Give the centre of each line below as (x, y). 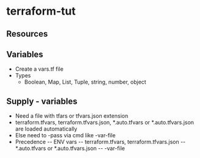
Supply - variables (42, 101)
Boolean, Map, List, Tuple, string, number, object (85, 82)
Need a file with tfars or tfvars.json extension (72, 116)
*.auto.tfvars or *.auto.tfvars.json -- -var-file (70, 148)
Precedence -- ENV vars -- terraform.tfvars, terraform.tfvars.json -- (100, 142)
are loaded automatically (46, 129)
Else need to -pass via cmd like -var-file (65, 135)
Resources (27, 34)
